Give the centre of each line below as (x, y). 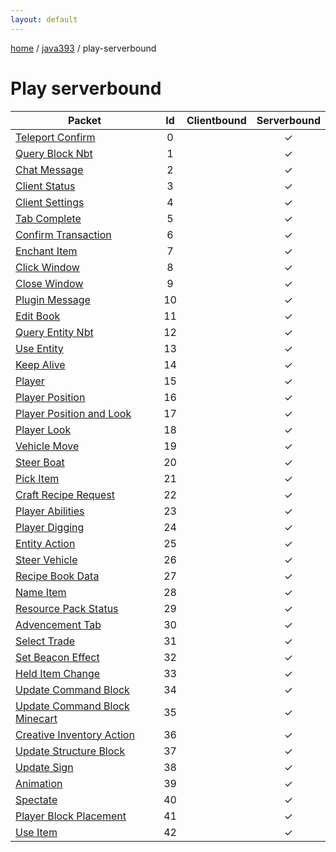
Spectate (36, 799)
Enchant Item (46, 251)
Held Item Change (58, 673)
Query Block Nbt (54, 153)
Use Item (36, 832)
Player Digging (50, 527)
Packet (84, 120)
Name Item (41, 592)
